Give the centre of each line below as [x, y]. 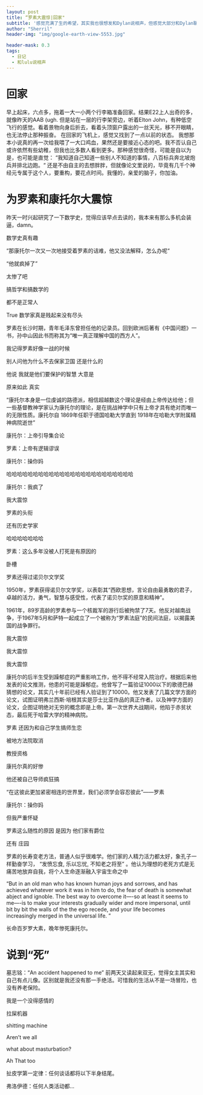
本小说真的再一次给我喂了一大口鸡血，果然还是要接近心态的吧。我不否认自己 [101, 142]
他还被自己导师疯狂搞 [33, 779]
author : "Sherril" [29, 29]
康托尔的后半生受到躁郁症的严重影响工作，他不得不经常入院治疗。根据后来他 [101, 677]
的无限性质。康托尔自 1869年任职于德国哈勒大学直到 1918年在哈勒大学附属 [99, 415]
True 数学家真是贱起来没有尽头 [44, 315]
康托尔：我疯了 [25, 487]
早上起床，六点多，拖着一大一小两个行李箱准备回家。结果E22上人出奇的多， [101, 112]
